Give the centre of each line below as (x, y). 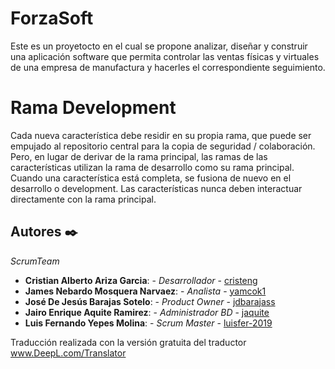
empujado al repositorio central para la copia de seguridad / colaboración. (163, 146)
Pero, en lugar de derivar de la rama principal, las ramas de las (139, 156)
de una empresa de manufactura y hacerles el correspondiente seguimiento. (168, 67)
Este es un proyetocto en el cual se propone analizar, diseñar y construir (159, 46)
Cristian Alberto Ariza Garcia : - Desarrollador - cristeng (141, 280)
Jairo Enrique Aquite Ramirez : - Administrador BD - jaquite (147, 312)
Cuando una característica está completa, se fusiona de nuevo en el (151, 178)
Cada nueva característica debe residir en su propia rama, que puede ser (161, 135)
